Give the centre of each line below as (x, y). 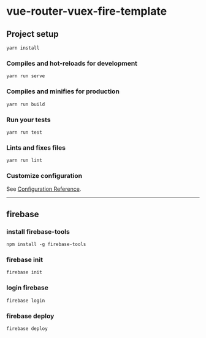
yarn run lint (25, 161)
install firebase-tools (38, 231)
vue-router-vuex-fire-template (87, 11)
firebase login (26, 301)
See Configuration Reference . (44, 189)
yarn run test (25, 132)
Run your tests (29, 120)
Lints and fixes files (36, 147)
